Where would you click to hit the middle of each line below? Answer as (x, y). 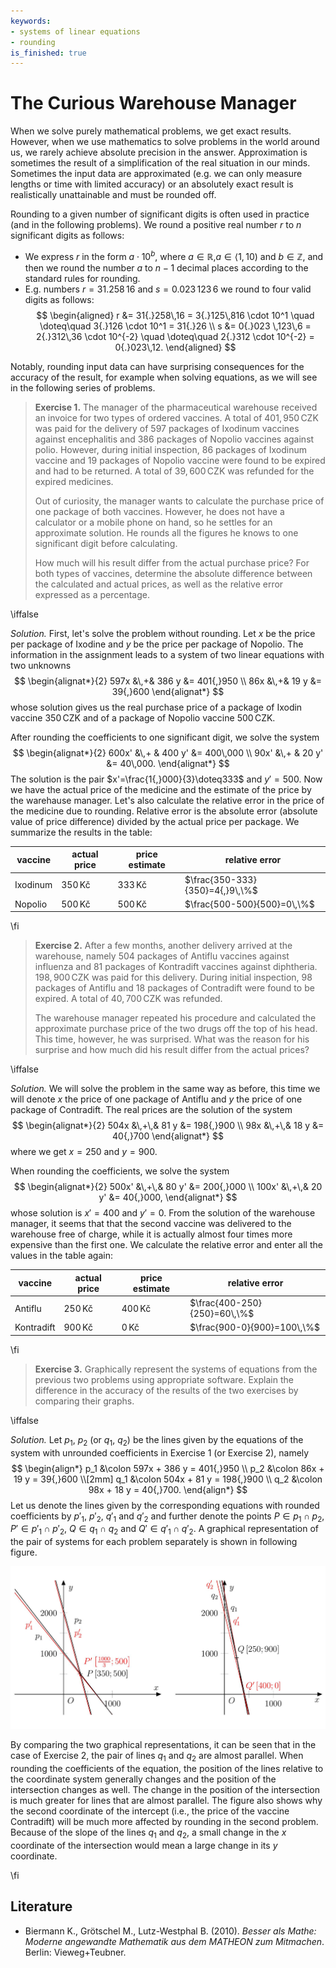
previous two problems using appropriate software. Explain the (164, 1379)
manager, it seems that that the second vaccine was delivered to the (151, 1224)
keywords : (31, 21)
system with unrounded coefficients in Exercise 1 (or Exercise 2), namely (160, 1452)
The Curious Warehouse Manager (153, 103)
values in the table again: (61, 1256)
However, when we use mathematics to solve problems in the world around (165, 142)
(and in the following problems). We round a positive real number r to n (156, 225)
